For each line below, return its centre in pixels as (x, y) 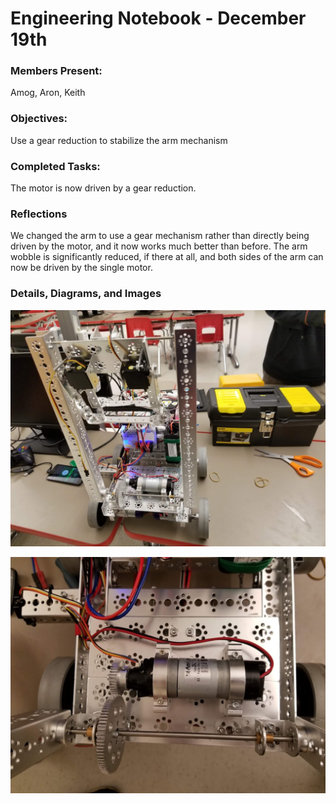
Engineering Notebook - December (158, 18)
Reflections (39, 214)
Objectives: (39, 119)
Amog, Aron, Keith (48, 93)
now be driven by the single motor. (81, 268)
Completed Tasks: (55, 166)
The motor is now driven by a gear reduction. (103, 188)
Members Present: (56, 71)
